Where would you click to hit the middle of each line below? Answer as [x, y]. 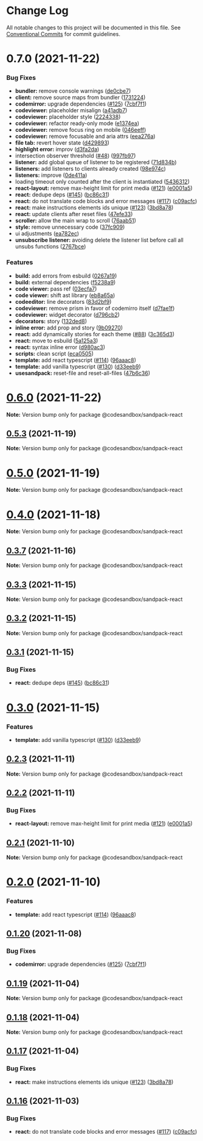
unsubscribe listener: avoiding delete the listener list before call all [99, 240]
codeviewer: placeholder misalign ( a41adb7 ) [71, 110]
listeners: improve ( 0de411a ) [51, 175]
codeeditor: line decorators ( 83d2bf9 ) [63, 301]
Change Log [37, 11]
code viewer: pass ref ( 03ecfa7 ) [56, 289]
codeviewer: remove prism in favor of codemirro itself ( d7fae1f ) [95, 308]
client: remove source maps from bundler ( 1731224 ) [80, 98]
